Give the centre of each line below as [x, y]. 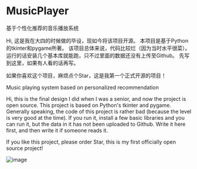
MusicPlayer [38, 11]
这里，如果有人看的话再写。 [45, 63]
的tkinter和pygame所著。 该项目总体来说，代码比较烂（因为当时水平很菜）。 [98, 48]
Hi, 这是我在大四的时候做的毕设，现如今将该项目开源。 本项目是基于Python [97, 40]
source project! [25, 148]
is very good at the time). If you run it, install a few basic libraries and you [96, 117]
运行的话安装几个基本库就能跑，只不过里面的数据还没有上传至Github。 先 [95, 55]
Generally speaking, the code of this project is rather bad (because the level [99, 111]
